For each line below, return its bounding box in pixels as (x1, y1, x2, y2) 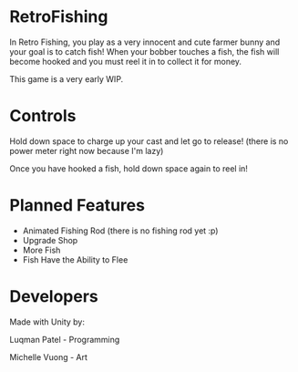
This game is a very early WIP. (9, 73, 124, 84)
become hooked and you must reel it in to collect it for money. (9, 56, 242, 67)
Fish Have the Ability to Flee (22, 253, 128, 265)
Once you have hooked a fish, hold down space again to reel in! (9, 162, 249, 174)
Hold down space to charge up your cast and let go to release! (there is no (9, 135, 289, 147)
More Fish (22, 244, 61, 255)
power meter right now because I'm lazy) (9, 145, 164, 156)
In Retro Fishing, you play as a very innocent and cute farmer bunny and (9, 36, 281, 47)
